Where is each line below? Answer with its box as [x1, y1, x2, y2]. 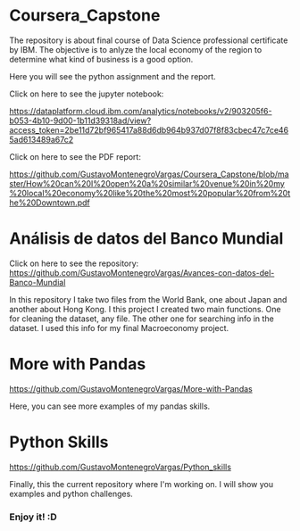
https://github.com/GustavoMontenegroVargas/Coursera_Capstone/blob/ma [9, 169, 289, 179]
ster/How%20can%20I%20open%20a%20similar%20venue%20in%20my [9, 178, 286, 188]
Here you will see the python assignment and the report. [9, 71, 216, 81]
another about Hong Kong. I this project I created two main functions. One [9, 303, 281, 314]
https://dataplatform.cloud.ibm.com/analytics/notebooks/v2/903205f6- [9, 105, 272, 116]
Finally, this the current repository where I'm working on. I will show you [9, 478, 274, 489]
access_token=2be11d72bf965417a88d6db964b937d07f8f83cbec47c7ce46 [9, 124, 289, 135]
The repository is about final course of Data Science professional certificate [9, 35, 288, 46]
